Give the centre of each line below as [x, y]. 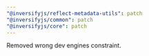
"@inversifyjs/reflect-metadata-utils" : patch [74, 13]
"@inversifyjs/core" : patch [47, 26]
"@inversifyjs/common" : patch [50, 20]
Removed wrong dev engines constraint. [64, 46]
